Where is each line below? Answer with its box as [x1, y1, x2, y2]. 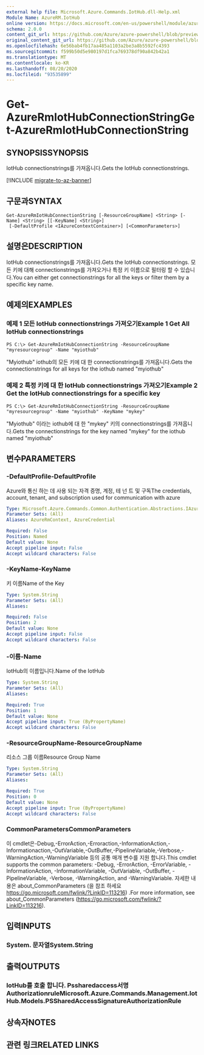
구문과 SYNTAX [6, 196, 63, 206]
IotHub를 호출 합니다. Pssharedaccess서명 [6, 981, 129, 990]
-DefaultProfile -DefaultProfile [6, 472, 96, 481]
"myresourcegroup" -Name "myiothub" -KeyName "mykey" [6, 408, 146, 414]
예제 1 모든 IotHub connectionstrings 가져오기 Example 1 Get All [6, 319, 190, 328]
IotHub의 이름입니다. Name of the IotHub [6, 667, 105, 675]
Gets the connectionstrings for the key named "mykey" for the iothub [12, 427, 186, 435]
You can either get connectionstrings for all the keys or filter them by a [12, 274, 189, 281]
